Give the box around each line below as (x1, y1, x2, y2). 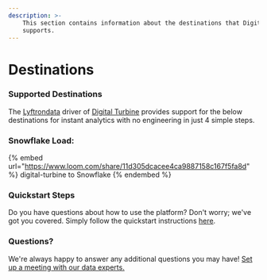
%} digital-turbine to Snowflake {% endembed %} (8, 170, 172, 179)
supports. (22, 26, 56, 34)
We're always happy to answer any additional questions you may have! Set (8, 254, 253, 263)
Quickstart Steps (8, 190, 75, 201)
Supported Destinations (8, 89, 103, 100)
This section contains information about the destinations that (22, 19, 240, 27)
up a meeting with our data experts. (8, 263, 125, 272)
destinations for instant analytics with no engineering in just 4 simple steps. (8, 115, 255, 125)
